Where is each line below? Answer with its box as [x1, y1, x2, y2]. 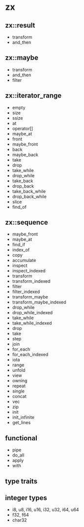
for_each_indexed [12, 352, 49, 358]
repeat [12, 383, 26, 389]
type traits [5, 477, 38, 485]
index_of [12, 247, 30, 253]
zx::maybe [5, 54, 38, 62]
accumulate [12, 258, 36, 263]
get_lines [12, 420, 31, 426]
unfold [12, 367, 26, 373]
